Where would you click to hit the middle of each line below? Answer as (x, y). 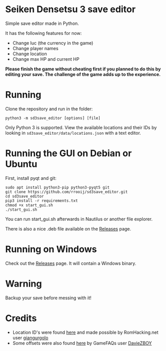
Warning (24, 283)
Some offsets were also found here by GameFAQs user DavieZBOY (82, 343)
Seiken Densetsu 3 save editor (70, 9)
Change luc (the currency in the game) (53, 43)
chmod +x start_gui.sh (29, 205)
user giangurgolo (30, 337)
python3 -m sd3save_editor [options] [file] (53, 118)
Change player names (35, 48)
